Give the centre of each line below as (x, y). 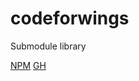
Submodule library (48, 46)
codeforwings (70, 18)
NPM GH (28, 65)
